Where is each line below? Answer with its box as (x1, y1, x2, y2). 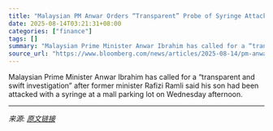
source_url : (8, 50, 49, 58)
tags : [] (8, 34, 38, 43)
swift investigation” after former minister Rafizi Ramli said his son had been (8, 81, 259, 90)
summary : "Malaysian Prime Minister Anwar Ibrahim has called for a (8, 42, 245, 50)
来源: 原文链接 (8, 114, 55, 123)
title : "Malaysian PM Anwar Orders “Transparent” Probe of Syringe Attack (8, 11, 267, 20)
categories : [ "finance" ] (8, 27, 93, 35)
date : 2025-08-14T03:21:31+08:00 (8, 20, 122, 28)
